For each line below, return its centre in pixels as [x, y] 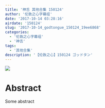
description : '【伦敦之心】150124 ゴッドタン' [49, 55]
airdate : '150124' [24, 23]
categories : [17, 32]
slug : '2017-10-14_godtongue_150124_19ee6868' [53, 28]
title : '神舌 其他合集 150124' [35, 9]
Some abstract [20, 101]
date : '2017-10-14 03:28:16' [35, 18]
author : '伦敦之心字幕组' [29, 14]
